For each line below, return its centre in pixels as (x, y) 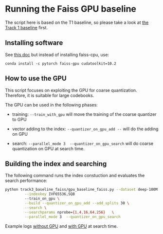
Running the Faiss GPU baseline (71, 9)
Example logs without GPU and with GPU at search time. (62, 226)
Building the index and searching (56, 164)
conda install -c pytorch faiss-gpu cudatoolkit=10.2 (61, 63)
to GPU (19, 119)
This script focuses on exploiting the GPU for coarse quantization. (71, 90)
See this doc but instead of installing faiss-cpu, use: (57, 54)
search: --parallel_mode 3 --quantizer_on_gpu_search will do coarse (83, 143)
